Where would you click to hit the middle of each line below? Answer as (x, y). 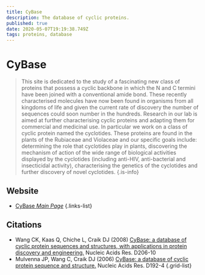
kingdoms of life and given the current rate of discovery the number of (110, 108)
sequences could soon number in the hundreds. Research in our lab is (109, 114)
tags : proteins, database (39, 35)
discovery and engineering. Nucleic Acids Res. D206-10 (85, 252)
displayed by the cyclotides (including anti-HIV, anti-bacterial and (103, 159)
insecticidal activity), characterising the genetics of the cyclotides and (110, 165)
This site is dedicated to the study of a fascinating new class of (101, 82)
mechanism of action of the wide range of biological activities (99, 153)
